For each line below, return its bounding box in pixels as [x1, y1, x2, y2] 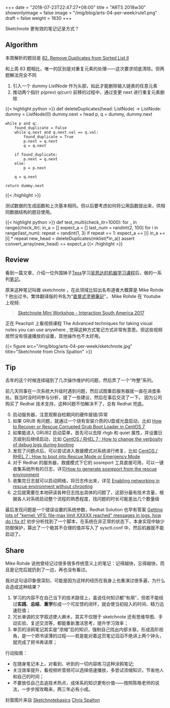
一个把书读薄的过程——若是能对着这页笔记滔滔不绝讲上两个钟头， [26, 633, 164, 639]
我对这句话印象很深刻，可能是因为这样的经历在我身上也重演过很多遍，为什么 [5, 577, 165, 584]
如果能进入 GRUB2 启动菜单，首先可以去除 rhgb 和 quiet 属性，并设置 [12, 430, 158, 436]
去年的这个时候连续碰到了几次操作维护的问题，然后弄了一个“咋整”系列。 [5, 377, 156, 383]
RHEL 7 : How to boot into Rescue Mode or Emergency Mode [12, 454, 141, 460]
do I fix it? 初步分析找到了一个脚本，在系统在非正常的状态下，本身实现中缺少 [5, 518, 165, 524]
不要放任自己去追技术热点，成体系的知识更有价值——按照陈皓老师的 [12, 680, 155, 686]
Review [5, 255, 29, 264]
